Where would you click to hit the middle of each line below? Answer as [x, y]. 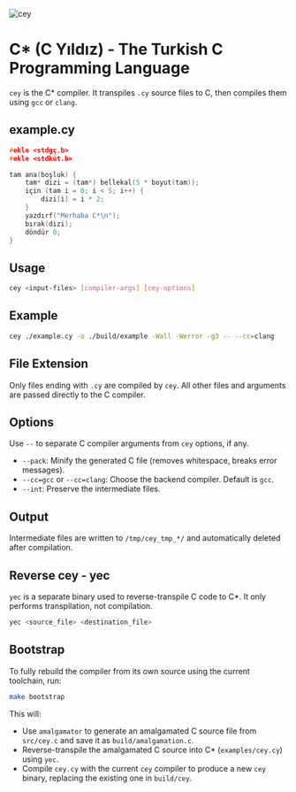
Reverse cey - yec [60, 575]
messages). [43, 470]
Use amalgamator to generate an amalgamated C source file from [139, 731]
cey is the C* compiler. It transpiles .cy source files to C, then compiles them [148, 92]
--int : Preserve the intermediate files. [91, 489]
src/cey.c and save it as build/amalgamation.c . [108, 740]
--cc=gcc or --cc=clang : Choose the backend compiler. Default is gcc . [148, 480]
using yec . [40, 759]
